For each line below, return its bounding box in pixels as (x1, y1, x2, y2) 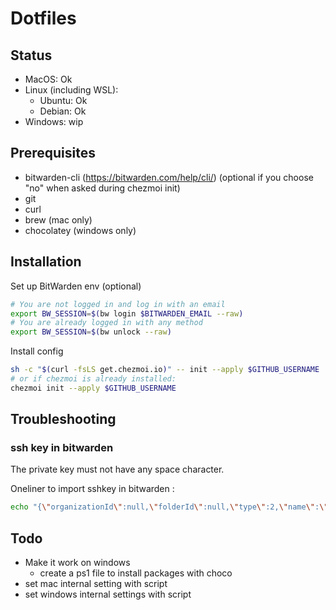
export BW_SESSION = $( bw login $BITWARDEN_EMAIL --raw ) (10, 308, 244, 319)
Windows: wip (24, 116, 84, 127)
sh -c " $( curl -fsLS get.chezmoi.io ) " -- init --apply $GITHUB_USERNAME (10, 365, 320, 375)
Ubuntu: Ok (39, 95, 88, 106)
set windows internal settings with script (24, 588, 192, 601)
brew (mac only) (24, 213, 93, 226)
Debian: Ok (39, 105, 87, 117)
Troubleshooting (10, 411, 117, 428)
